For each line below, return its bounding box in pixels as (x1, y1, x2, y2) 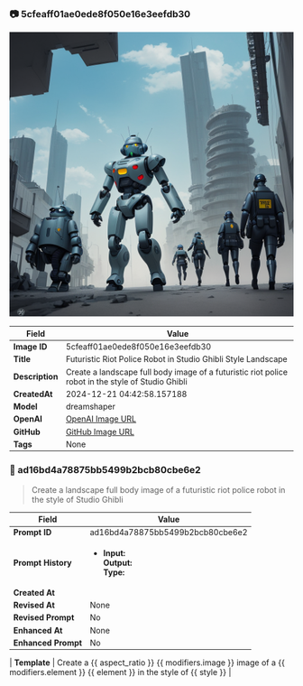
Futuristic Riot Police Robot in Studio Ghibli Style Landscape (66, 354, 289, 365)
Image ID (13, 341, 48, 352)
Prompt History (13, 557, 72, 568)
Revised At (13, 599, 56, 611)
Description (13, 371, 59, 382)
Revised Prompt (13, 612, 75, 623)
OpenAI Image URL (66, 413, 137, 424)
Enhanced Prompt (13, 637, 83, 648)
